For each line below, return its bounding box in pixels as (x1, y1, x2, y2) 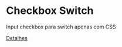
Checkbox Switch (6, 4, 94, 17)
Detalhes (6, 34, 28, 41)
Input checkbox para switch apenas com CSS (6, 23, 116, 30)
